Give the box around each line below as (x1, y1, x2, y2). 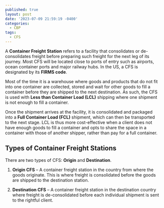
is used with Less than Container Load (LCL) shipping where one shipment (5, 94, 158, 100)
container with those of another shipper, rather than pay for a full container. (5, 130, 158, 136)
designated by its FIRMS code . (5, 69, 67, 75)
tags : (5, 30, 16, 35)
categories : (5, 21, 29, 26)
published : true (5, 7, 38, 12)
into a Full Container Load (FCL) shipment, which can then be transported (5, 114, 155, 120)
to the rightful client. (12, 197, 54, 203)
